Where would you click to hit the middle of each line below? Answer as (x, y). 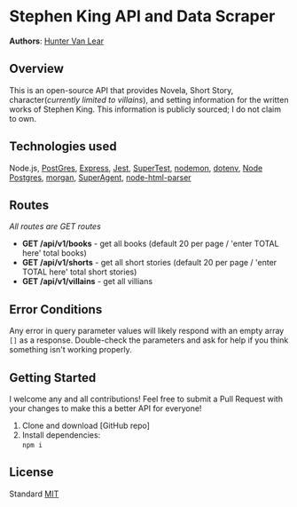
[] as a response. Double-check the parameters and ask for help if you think (149, 340)
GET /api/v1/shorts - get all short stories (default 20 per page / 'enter (149, 263)
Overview (37, 69)
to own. (23, 118)
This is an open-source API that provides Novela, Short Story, (121, 90)
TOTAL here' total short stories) (79, 272)
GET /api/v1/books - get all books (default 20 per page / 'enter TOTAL (150, 244)
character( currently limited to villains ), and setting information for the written (149, 99)
